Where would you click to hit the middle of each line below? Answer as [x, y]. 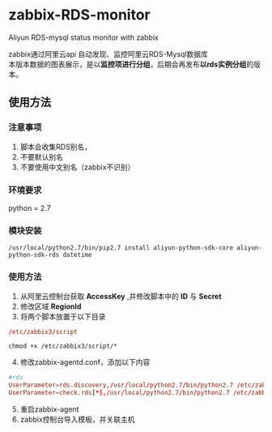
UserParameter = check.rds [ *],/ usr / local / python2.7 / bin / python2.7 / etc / [130, 393]
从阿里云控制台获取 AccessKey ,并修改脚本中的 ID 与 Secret [121, 296]
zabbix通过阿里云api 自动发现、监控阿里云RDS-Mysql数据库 [108, 53]
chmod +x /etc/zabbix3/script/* [63, 346]
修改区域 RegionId [51, 306]
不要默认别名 [41, 156]
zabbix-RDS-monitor [80, 15]
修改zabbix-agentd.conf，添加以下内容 [85, 362]
